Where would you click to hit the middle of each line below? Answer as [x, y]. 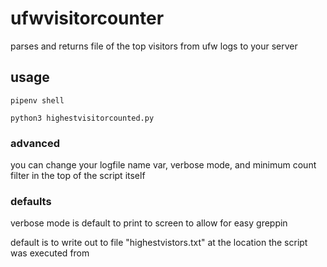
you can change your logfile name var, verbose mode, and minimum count [163, 165]
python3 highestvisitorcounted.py [82, 118]
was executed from [50, 253]
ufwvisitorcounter [87, 18]
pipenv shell [37, 100]
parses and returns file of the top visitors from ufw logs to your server [154, 46]
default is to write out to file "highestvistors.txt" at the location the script [159, 243]
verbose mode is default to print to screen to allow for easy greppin [149, 223]
